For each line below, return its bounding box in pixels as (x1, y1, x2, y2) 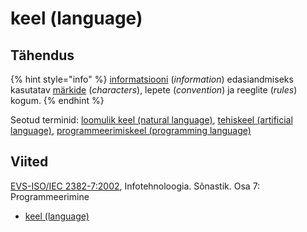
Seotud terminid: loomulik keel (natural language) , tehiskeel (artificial (10, 114, 293, 126)
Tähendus (10, 47, 75, 64)
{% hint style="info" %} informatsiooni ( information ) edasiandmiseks (10, 73, 294, 85)
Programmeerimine (10, 190, 90, 202)
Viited (10, 153, 49, 171)
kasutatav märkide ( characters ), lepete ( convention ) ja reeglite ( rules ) (10, 84, 298, 96)
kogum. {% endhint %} (10, 95, 105, 106)
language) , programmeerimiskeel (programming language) (10, 125, 252, 136)
